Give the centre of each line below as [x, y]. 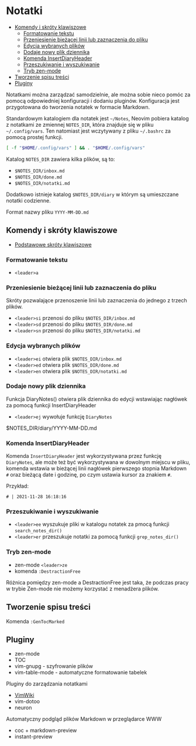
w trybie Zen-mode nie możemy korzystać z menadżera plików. [82, 589]
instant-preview [33, 737]
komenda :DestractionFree [47, 571]
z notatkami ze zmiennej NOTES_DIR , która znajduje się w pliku [80, 124]
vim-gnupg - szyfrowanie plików [54, 666]
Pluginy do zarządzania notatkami [47, 684]
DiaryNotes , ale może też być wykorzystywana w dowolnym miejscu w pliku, [98, 463]
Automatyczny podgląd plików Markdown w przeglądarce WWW [84, 719]
